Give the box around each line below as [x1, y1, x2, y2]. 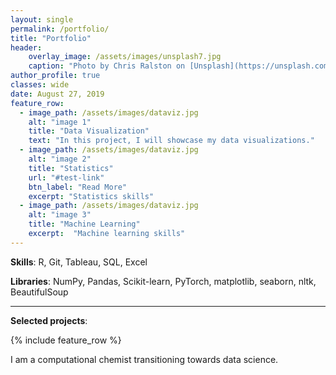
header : [10, 42, 43, 53]
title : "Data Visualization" [28, 126, 150, 136]
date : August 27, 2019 [10, 89, 105, 99]
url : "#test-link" [28, 172, 105, 183]
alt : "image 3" [28, 210, 92, 220]
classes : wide [10, 80, 70, 90]
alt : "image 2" [28, 154, 92, 164]
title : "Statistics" [28, 163, 114, 173]
